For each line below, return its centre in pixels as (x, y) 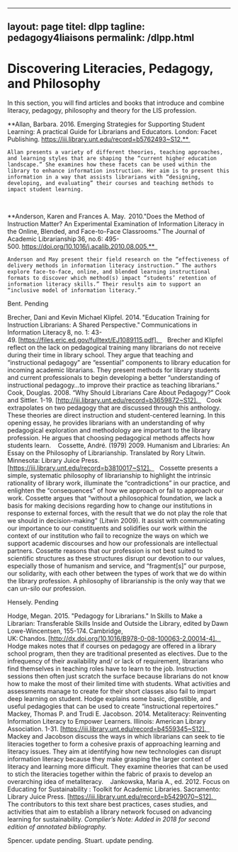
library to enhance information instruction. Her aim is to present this (119, 171)
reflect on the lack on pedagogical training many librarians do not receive (114, 347)
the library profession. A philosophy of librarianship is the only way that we (116, 581)
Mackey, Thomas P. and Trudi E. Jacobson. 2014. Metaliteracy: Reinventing (117, 714)
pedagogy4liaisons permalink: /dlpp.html (101, 38)
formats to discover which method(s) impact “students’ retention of (112, 278)
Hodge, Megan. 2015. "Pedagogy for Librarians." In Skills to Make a (105, 616)
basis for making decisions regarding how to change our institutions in (110, 506)
